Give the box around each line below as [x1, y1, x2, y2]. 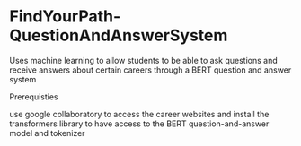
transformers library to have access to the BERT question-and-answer [9, 118, 270, 129]
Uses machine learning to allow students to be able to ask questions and [9, 55, 279, 65]
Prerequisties [9, 91, 58, 102]
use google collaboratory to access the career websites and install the [9, 108, 270, 119]
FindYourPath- [9, 6, 121, 27]
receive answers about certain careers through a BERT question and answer [9, 64, 292, 75]
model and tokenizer [9, 127, 85, 138]
